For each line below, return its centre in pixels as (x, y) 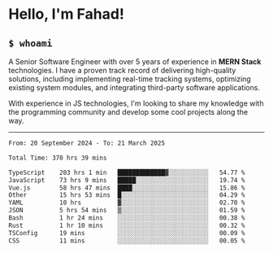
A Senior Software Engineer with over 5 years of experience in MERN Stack (135, 61)
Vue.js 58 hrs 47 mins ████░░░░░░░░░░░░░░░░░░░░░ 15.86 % (127, 188)
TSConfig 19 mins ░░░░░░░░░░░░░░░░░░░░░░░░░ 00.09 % (127, 233)
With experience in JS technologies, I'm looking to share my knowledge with (136, 103)
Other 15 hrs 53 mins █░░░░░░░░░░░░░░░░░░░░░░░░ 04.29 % (127, 195)
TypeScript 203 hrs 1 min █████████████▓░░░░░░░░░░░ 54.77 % (127, 172)
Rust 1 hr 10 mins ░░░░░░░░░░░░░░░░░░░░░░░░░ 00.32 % (127, 225)
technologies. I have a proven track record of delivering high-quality (122, 70)
